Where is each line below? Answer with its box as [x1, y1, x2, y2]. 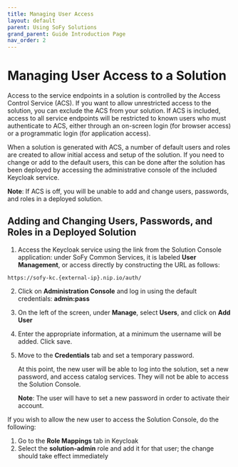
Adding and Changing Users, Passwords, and [7, 215, 212, 227]
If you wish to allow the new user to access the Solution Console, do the [7, 415, 219, 424]
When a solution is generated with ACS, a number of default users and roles [7, 143, 230, 152]
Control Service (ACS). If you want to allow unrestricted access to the [7, 99, 212, 108]
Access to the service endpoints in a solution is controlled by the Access [7, 91, 221, 100]
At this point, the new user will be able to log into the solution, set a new [17, 364, 229, 373]
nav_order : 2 [7, 37, 46, 44]
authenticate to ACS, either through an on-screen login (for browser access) [7, 122, 232, 130]
